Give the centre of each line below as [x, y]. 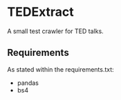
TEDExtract [40, 12]
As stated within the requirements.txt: [60, 69]
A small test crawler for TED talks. [55, 31]
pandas [28, 83]
